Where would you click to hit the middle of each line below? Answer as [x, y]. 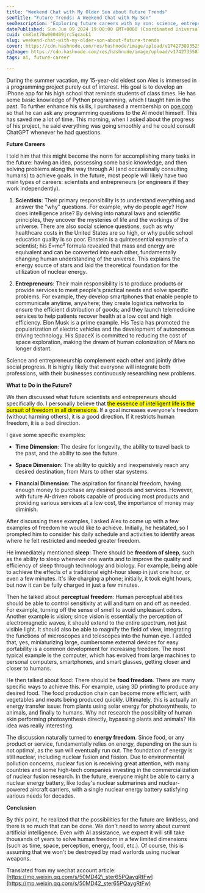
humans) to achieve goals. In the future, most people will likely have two [97, 175]
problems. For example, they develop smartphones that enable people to [106, 296]
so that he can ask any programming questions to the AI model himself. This [102, 112]
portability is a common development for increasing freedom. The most [96, 649]
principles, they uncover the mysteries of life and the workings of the [102, 219]
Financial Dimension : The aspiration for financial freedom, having [98, 483]
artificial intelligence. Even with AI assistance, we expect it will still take [95, 832]
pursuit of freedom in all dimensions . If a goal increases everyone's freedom [102, 410]
